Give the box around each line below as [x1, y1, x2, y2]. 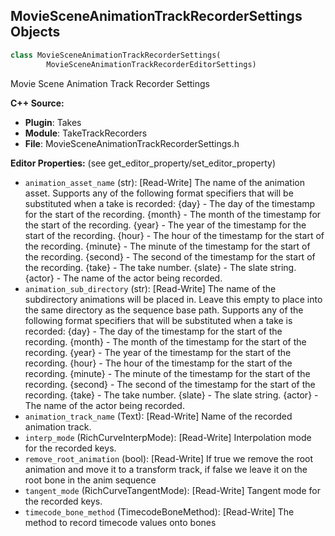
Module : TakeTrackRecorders [24, 127, 148, 139]
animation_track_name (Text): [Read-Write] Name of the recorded [24, 410, 293, 422]
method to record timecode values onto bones [24, 516, 217, 528]
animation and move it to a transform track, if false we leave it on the [24, 463, 308, 475]
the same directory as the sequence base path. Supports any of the [24, 304, 304, 316]
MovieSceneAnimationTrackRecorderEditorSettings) [46, 59, 257, 69]
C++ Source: [10, 97, 65, 109]
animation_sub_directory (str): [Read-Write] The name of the [24, 282, 277, 294]
